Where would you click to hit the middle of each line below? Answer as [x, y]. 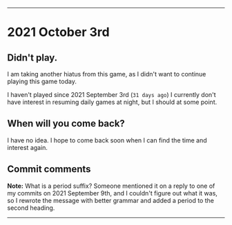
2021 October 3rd [58, 32]
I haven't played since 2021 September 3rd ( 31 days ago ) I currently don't [112, 95]
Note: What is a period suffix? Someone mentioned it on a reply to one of [111, 186]
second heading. [31, 208]
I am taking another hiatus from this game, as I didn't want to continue [107, 74]
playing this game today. [42, 81]
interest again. [28, 147]
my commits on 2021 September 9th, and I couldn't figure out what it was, [112, 193]
